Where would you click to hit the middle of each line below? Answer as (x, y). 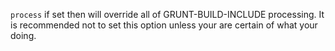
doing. (23, 35)
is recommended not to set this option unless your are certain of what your (164, 25)
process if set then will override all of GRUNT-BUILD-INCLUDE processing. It (167, 14)
